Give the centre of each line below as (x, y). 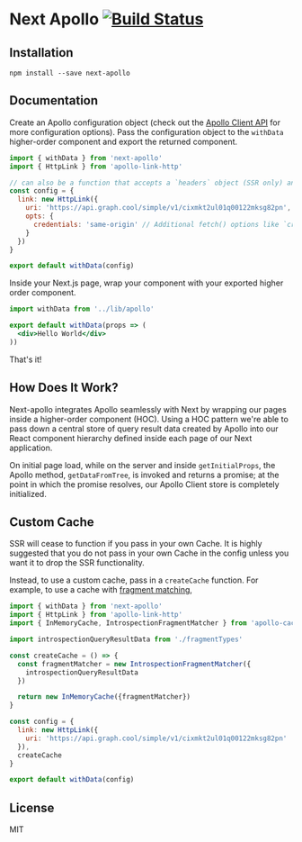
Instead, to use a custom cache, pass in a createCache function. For (134, 580)
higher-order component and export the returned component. (124, 141)
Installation (41, 53)
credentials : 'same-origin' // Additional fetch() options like (156, 224)
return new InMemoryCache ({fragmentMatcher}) (104, 697)
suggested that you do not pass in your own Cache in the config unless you (149, 553)
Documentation (54, 100)
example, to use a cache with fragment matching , (101, 590)
